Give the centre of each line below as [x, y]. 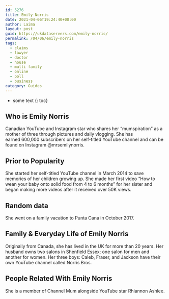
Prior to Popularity [35, 161]
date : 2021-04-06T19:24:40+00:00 [41, 19]
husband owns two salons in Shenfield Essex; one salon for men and [77, 252]
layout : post [19, 29]
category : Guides [24, 86]
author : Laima [20, 24]
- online [19, 72]
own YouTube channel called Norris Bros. [49, 262]
